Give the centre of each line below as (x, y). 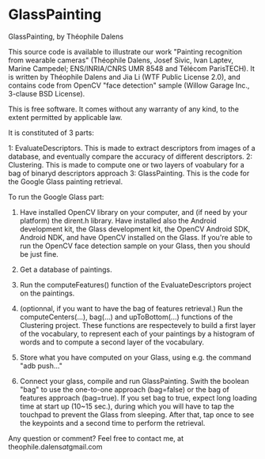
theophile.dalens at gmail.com (55, 446)
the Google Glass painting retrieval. (66, 181)
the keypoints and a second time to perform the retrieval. (112, 423)
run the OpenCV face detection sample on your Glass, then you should (135, 246)
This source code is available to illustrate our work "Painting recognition (125, 51)
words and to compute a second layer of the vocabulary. (112, 342)
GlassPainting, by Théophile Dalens (66, 36)
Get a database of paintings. (66, 269)
